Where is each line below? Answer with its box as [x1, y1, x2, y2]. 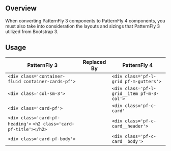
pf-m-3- [140, 90, 159, 96]
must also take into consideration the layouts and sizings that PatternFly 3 [5, 23, 160, 29]
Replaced [82, 58, 106, 65]
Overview [5, 4, 37, 13]
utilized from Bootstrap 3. [5, 28, 59, 35]
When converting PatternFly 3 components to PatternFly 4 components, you [5, 17, 165, 23]
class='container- [20, 73, 66, 79]
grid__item [111, 90, 138, 96]
